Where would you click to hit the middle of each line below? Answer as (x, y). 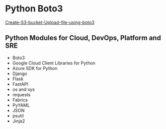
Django (20, 73)
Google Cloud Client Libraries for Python (54, 63)
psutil (18, 116)
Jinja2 (19, 121)
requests (21, 94)
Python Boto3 (34, 9)
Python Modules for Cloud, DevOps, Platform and (83, 38)
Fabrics (20, 100)
